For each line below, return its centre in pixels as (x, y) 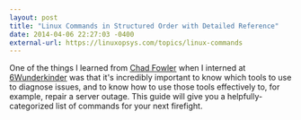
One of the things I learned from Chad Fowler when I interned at (128, 68)
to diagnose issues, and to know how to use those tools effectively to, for (145, 87)
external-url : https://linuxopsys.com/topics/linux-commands (126, 43)
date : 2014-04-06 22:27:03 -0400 (72, 34)
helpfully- (245, 97)
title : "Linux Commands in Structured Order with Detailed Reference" (144, 26)
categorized (31, 106)
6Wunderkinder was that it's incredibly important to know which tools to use (150, 78)
